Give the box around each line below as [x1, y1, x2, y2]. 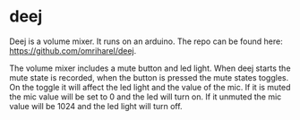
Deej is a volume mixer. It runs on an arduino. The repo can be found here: [9, 36, 284, 47]
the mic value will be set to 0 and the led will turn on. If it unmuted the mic [9, 91, 282, 102]
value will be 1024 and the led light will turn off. [9, 100, 183, 111]
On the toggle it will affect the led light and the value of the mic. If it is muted [9, 81, 291, 92]
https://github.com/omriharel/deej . [9, 45, 137, 56]
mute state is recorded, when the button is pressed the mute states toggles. [9, 72, 289, 82]
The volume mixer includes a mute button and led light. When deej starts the [9, 63, 291, 73]
